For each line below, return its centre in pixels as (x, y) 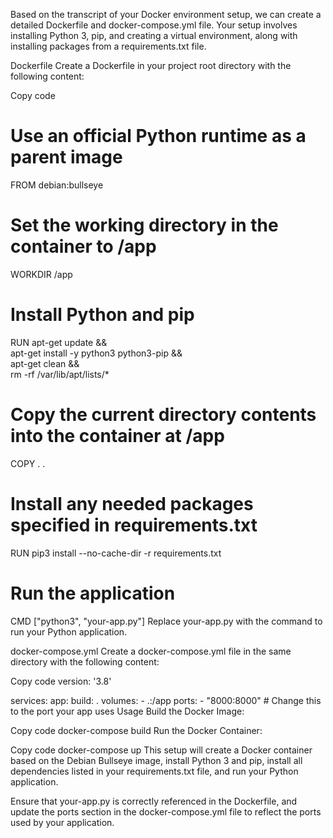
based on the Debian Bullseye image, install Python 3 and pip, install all (156, 760)
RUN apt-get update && (59, 342)
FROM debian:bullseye (57, 185)
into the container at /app (117, 436)
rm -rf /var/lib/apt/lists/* (60, 374)
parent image (66, 157)
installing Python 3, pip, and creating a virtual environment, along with (154, 35)
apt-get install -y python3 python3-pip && (96, 353)
